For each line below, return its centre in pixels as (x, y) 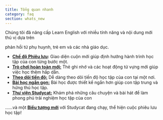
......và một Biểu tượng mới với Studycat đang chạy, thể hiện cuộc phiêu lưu (81, 107)
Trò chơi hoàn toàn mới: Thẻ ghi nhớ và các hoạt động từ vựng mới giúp (85, 67)
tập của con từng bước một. (40, 62)
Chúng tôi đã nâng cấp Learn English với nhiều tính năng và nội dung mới (79, 33)
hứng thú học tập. (30, 88)
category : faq (20, 14)
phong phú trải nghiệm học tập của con (52, 98)
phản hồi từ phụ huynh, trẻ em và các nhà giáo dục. (57, 47)
